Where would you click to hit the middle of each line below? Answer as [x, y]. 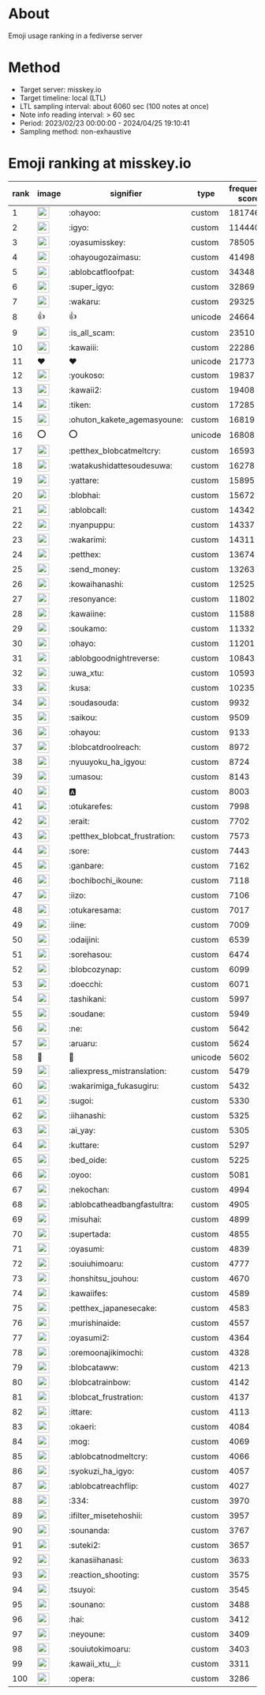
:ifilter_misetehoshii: [106, 1516]
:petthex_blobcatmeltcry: [115, 450]
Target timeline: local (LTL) [63, 98]
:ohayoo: [84, 213]
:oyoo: [80, 1174]
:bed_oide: [88, 1160]
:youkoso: [86, 375]
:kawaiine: [87, 613]
